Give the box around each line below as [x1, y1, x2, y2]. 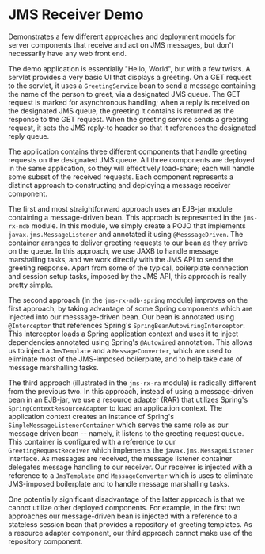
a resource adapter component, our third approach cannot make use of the [8, 528, 253, 537]
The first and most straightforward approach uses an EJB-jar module [8, 204, 233, 213]
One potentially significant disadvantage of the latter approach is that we [8, 494, 245, 504]
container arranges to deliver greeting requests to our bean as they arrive [8, 238, 248, 247]
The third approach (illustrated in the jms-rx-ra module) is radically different [8, 378, 256, 388]
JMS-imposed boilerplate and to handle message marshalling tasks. [8, 479, 230, 488]
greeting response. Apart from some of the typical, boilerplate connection [8, 263, 249, 273]
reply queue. [8, 131, 50, 140]
